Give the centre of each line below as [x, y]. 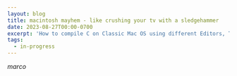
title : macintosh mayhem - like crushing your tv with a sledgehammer [113, 20]
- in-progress [34, 46]
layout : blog [26, 14]
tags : [15, 40]
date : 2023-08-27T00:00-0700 [50, 27]
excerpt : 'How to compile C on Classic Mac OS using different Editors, [116, 33]
